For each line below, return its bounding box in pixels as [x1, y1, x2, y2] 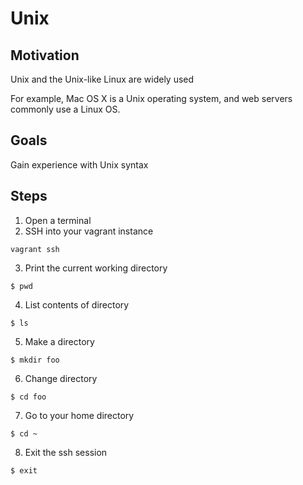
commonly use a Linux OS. [10, 103, 121, 115]
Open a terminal [24, 214, 92, 226]
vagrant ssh [10, 244, 60, 254]
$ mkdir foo [10, 355, 60, 365]
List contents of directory [24, 298, 130, 311]
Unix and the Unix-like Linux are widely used [10, 73, 195, 85]
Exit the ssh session [24, 446, 108, 458]
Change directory [24, 372, 98, 384]
